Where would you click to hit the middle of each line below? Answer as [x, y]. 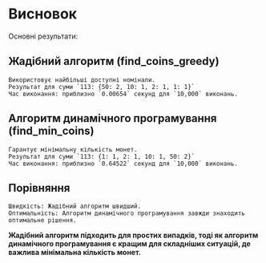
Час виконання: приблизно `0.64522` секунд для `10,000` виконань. [123, 164]
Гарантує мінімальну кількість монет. [73, 149]
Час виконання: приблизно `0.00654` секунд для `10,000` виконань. [123, 94]
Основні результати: [43, 36]
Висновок [43, 14]
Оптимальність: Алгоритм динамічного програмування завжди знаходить [127, 213]
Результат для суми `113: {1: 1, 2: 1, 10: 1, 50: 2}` [102, 156]
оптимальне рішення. [43, 221]
